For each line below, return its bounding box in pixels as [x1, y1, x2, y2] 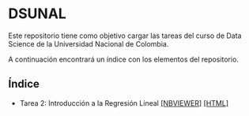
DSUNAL [8, 5, 67, 23]
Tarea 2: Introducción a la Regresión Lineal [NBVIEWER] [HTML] [19, 98, 229, 107]
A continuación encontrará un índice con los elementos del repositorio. [8, 54, 240, 64]
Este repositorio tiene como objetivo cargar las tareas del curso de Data [8, 31, 242, 40]
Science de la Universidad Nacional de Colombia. [8, 39, 169, 48]
